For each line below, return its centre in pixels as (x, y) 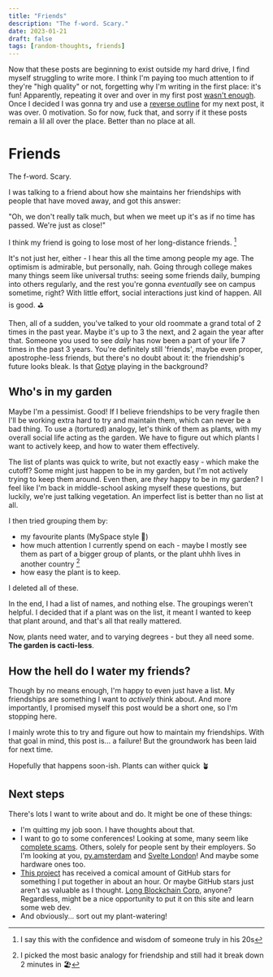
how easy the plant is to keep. (70, 572)
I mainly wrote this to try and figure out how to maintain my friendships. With (136, 732)
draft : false (30, 39)
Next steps (37, 795)
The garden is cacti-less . (52, 645)
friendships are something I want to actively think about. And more (120, 699)
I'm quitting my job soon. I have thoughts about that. (107, 829)
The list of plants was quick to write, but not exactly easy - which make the (134, 462)
